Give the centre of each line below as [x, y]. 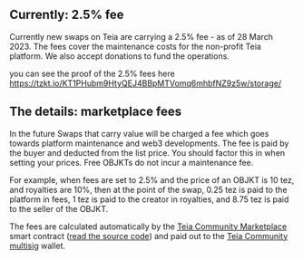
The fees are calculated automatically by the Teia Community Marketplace [148, 226]
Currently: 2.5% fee [67, 15]
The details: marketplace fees [96, 112]
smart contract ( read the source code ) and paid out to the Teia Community [149, 236]
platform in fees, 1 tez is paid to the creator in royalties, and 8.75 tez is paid [149, 199]
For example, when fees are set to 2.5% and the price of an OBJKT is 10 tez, [152, 179]
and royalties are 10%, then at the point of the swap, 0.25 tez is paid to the [148, 189]
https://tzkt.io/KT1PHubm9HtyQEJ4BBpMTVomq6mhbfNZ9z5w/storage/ [146, 83]
